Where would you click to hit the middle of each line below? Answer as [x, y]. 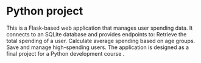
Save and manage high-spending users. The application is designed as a [98, 47]
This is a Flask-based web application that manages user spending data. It [100, 28]
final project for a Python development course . [65, 53]
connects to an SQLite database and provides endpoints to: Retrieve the [97, 34]
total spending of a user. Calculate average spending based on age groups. [101, 41]
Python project [45, 11]
